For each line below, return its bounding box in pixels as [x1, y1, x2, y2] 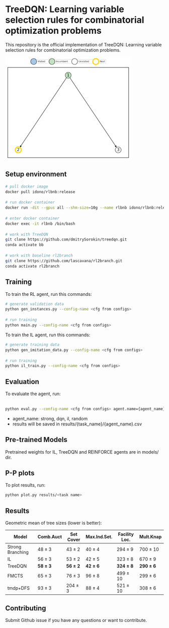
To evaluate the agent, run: [5, 391, 61, 397]
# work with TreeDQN [5, 232, 49, 237]
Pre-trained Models [5, 435, 68, 444]
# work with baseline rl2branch [5, 253, 73, 258]
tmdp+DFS [7, 585, 30, 591]
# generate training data [5, 342, 59, 347]
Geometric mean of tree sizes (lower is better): [5, 520, 102, 526]
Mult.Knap [139, 534, 162, 540]
